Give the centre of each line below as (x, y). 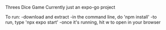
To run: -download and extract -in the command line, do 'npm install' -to (81, 17)
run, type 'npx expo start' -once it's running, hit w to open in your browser (83, 22)
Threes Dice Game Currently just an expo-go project (60, 7)
